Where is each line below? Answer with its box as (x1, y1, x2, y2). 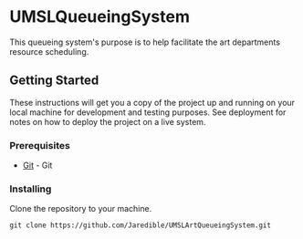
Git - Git (22, 160, 53, 171)
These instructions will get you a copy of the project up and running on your (9, 97, 295, 108)
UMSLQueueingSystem (9, 6, 190, 27)
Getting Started (9, 73, 99, 88)
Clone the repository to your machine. (9, 203, 152, 214)
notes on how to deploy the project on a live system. (9, 116, 206, 127)
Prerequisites (9, 139, 70, 151)
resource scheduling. (9, 46, 89, 57)
